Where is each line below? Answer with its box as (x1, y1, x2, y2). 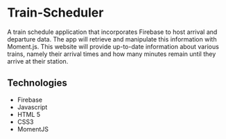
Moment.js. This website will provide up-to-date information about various (7, 42, 220, 50)
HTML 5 (17, 110, 41, 118)
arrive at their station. (7, 57, 69, 65)
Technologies (7, 77, 68, 89)
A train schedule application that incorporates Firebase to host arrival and (7, 28, 218, 36)
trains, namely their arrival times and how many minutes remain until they (7, 50, 216, 58)
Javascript (17, 102, 48, 111)
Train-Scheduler (7, 5, 104, 21)
